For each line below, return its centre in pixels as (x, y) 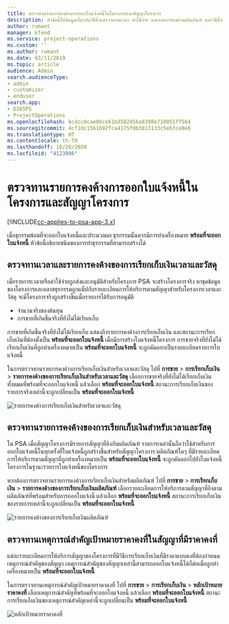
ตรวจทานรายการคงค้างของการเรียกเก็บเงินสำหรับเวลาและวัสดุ (109, 428)
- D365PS (19, 109)
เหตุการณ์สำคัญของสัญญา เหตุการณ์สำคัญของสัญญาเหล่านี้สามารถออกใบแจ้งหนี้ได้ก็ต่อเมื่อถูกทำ (113, 564)
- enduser (21, 97)
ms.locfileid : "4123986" (42, 154)
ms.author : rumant (33, 52)
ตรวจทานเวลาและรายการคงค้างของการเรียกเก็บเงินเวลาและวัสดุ (112, 265)
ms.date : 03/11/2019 (37, 58)
